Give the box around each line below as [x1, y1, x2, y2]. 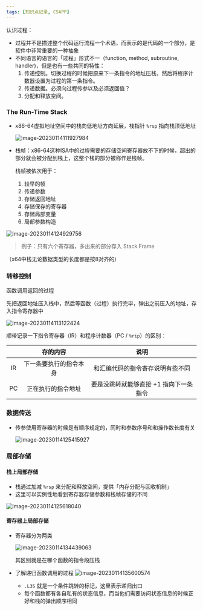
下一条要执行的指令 [24, 360, 79, 368]
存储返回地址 [24, 195, 56, 202]
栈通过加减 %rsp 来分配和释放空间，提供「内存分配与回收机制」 [14, 483, 172, 490]
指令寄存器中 [11, 307, 43, 315]
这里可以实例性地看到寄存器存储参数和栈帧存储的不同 [14, 490, 148, 497]
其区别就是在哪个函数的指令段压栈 [14, 556, 100, 563]
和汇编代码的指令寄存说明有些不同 [93, 364, 191, 373]
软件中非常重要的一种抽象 [14, 47, 79, 54]
